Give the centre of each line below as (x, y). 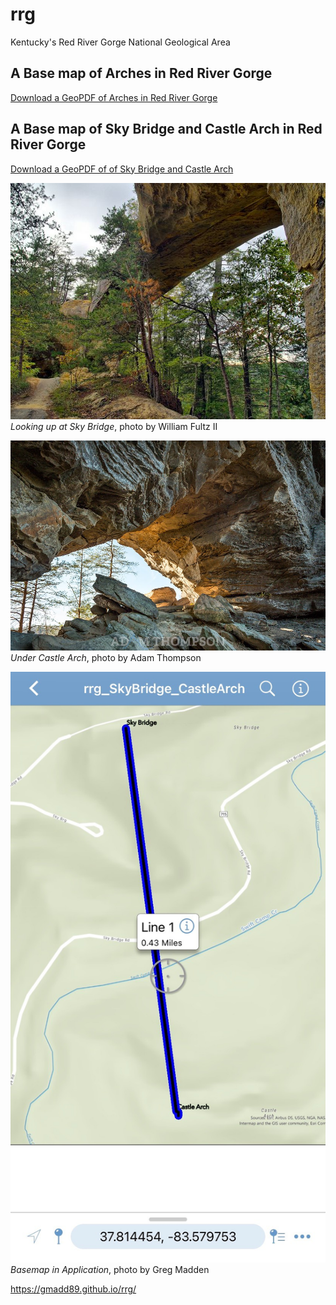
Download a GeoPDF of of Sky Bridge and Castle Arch (122, 169)
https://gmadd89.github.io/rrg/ (73, 1289)
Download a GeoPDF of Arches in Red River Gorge (114, 97)
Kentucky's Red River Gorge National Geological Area (120, 42)
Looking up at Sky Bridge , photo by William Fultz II (114, 426)
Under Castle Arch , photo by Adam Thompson (106, 657)
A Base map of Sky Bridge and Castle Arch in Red (166, 129)
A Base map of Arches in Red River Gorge (141, 73)
